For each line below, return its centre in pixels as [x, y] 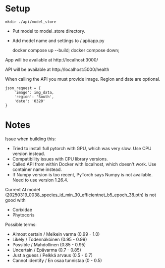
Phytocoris [23, 215]
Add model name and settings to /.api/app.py [58, 41]
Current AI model [23, 189]
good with [15, 200]
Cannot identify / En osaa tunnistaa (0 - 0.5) [57, 260]
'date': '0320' [30, 101]
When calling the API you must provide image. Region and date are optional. [83, 79]
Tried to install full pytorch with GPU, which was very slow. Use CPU [82, 148]
